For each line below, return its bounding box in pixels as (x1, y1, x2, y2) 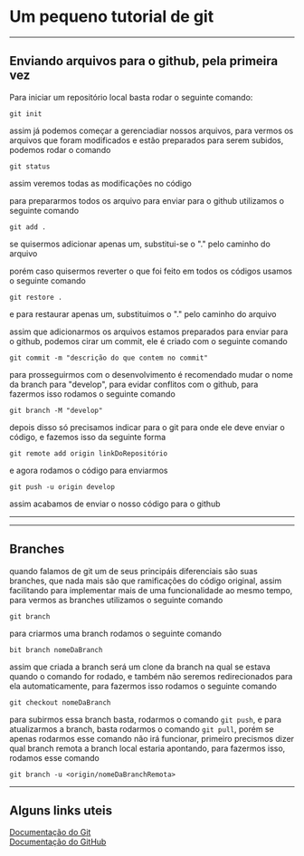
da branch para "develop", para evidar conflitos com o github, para (9, 379, 259, 390)
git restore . (9, 293, 63, 302)
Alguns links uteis (9, 803, 113, 818)
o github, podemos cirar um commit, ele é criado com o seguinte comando (9, 335, 288, 346)
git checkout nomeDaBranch (9, 697, 111, 707)
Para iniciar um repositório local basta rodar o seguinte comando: (9, 91, 253, 102)
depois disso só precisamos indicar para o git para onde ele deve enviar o (9, 421, 285, 432)
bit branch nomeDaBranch (9, 645, 103, 654)
